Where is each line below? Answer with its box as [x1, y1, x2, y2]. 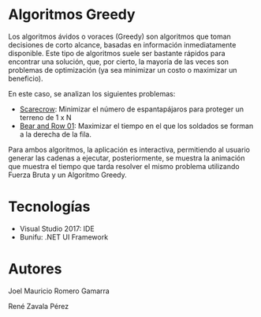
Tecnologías [8, 198, 91, 216]
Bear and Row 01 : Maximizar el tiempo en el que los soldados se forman [19, 121, 254, 130]
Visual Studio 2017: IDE [19, 224, 95, 233]
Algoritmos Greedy [8, 6, 136, 24]
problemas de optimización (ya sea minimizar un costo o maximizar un [8, 65, 237, 74]
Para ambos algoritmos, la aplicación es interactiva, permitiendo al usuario [8, 145, 251, 154]
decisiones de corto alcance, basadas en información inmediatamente [8, 40, 237, 49]
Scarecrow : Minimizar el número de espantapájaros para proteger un [19, 104, 244, 114]
